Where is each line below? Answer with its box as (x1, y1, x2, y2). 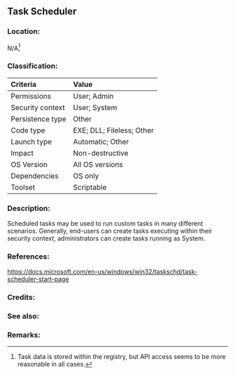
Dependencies (10, 171, 59, 181)
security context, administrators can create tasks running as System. (7, 234, 206, 243)
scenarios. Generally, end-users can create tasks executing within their (7, 226, 213, 235)
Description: (7, 203, 50, 213)
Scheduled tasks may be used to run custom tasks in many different (7, 219, 204, 227)
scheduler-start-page (7, 275, 69, 283)
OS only (73, 171, 99, 181)
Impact (10, 148, 34, 158)
